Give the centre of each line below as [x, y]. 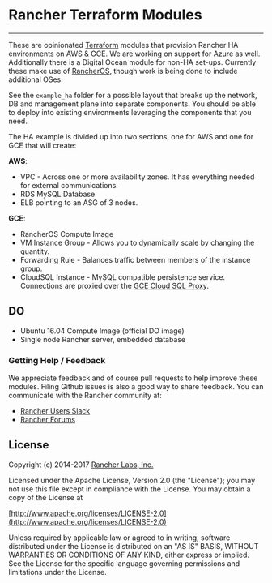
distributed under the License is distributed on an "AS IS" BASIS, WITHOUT [134, 546]
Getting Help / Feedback [57, 360]
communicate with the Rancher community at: [85, 396]
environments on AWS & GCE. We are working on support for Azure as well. [134, 54]
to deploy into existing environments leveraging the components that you [130, 112]
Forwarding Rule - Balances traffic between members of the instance [135, 259]
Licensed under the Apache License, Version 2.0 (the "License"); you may [132, 480]
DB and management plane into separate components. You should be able [132, 104]
